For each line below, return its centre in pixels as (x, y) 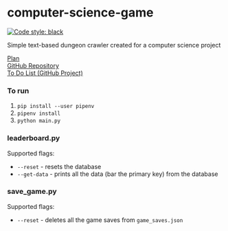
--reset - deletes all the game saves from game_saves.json (100, 220)
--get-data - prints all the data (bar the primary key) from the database (117, 174)
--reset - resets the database (59, 166)
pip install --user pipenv (56, 107)
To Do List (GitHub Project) (45, 73)
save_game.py (32, 192)
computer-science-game (80, 13)
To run (18, 91)
